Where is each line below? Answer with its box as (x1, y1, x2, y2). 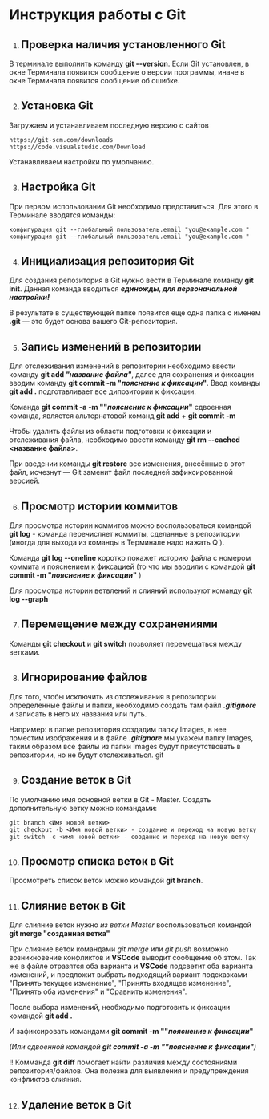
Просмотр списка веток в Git (20, 854, 175, 868)
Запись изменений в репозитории (20, 339, 202, 354)
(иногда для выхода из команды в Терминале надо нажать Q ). (9, 537, 225, 547)
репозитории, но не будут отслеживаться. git (9, 750, 164, 760)
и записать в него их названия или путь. (9, 708, 147, 719)
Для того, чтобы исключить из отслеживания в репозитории (9, 691, 217, 701)
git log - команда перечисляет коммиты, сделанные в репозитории (9, 529, 241, 539)
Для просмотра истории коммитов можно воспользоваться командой (9, 521, 251, 530)
